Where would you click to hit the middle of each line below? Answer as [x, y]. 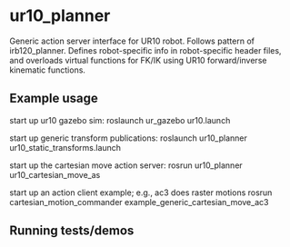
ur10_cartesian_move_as [55, 174]
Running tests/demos [72, 231]
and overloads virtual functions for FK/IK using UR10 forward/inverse [138, 60]
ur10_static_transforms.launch [65, 147]
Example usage [54, 99]
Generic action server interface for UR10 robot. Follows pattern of [132, 41]
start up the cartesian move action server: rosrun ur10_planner [126, 165]
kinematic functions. [48, 70]
